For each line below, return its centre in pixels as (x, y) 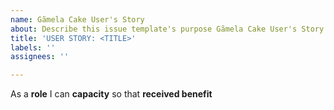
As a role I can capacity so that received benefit (111, 94)
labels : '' (33, 47)
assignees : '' (40, 57)
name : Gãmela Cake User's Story (77, 19)
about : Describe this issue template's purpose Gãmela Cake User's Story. (169, 29)
